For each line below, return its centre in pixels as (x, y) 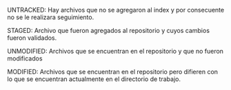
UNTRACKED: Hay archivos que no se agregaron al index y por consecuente (116, 10)
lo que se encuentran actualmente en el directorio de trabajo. (94, 79)
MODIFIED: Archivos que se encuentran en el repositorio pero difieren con (113, 72)
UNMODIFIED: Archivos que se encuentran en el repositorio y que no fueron (115, 51)
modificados (25, 58)
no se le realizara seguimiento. (51, 17)
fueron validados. (32, 38)
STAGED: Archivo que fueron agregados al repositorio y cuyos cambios (109, 31)
